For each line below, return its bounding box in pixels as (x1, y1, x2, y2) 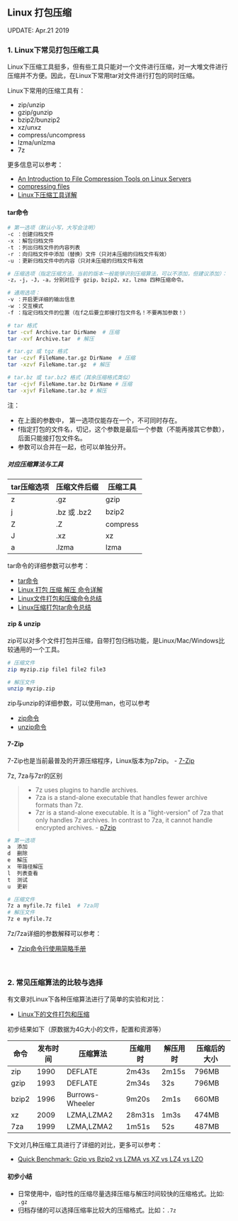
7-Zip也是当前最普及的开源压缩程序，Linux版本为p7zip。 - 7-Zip (7, 756, 195, 764)
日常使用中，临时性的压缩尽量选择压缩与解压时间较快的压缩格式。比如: (17, 1189, 225, 1198)
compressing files (17, 182, 70, 191)
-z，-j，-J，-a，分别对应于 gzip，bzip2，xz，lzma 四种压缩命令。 (7, 277, 187, 284)
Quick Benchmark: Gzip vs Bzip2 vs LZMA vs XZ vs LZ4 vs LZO (17, 1155, 204, 1164)
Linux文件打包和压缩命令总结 (17, 594, 103, 603)
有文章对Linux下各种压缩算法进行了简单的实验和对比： (7, 995, 166, 1003)
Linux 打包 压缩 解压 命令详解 (17, 585, 103, 593)
